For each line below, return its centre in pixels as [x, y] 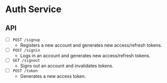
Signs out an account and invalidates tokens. [67, 66]
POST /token [25, 71]
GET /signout [26, 61]
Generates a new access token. [53, 76]
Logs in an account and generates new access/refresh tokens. [85, 55]
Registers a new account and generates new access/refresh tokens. [91, 45]
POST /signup [26, 40]
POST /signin [26, 50]
